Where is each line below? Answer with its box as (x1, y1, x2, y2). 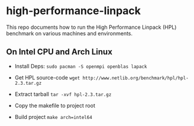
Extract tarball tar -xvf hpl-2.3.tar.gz (14, 90, 112, 98)
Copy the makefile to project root (14, 102, 96, 109)
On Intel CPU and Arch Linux (6, 47, 112, 57)
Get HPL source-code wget (14, 74, 80, 81)
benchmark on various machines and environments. (6, 29, 133, 37)
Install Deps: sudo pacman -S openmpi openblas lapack (14, 62, 147, 69)
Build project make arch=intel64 (14, 113, 93, 120)
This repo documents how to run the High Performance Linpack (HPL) (6, 24, 177, 31)
